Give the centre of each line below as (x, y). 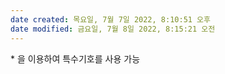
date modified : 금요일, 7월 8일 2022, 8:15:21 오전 (113, 29)
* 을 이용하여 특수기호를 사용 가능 (75, 58)
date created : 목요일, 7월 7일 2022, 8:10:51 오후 (110, 19)
